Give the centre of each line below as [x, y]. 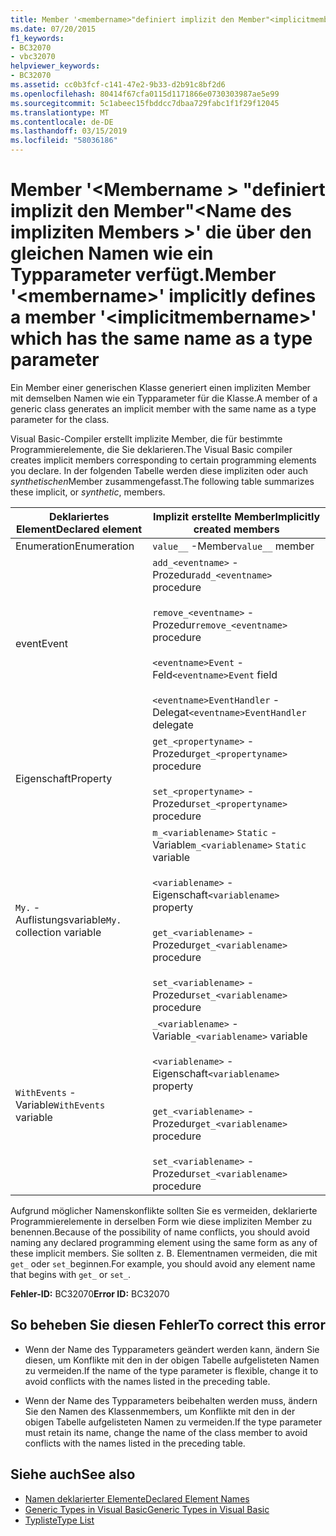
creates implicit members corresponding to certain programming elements [163, 460]
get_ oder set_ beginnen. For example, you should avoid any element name [163, 1263]
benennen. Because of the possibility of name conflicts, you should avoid [160, 1232]
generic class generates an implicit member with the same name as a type [163, 408]
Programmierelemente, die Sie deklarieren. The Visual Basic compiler [151, 449]
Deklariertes [79, 516]
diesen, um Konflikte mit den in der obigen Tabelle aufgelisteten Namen [172, 1360]
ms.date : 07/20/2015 [53, 29]
